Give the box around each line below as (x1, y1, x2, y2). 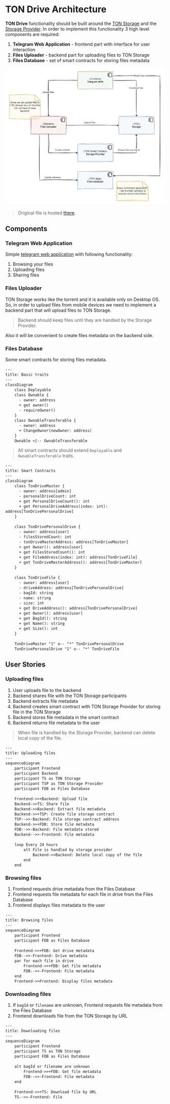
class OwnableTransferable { (14, 418, 76, 423)
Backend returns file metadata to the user (12, 720, 100, 726)
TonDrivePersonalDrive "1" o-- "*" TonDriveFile (14, 647, 120, 652)
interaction (12, 46, 36, 52)
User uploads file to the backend (12, 687, 81, 693)
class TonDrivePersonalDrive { (14, 525, 81, 530)
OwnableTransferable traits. (17, 453, 75, 459)
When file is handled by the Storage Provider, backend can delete (17, 729, 156, 735)
